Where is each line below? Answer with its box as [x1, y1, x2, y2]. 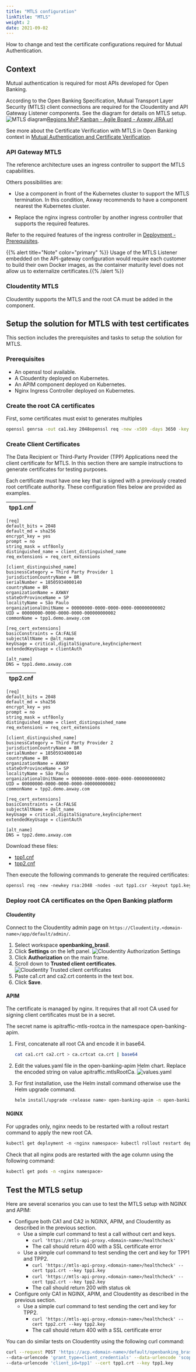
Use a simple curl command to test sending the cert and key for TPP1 [23, 1249, 190, 1256]
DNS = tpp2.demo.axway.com [6, 832, 72, 838]
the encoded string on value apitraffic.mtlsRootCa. [14, 1068, 136, 1075]
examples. [6, 490, 31, 497]
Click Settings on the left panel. [14, 948, 91, 955]
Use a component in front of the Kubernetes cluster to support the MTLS [14, 190, 190, 197]
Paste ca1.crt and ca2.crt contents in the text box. [14, 972, 134, 980]
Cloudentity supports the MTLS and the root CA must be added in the [6, 295, 173, 302]
